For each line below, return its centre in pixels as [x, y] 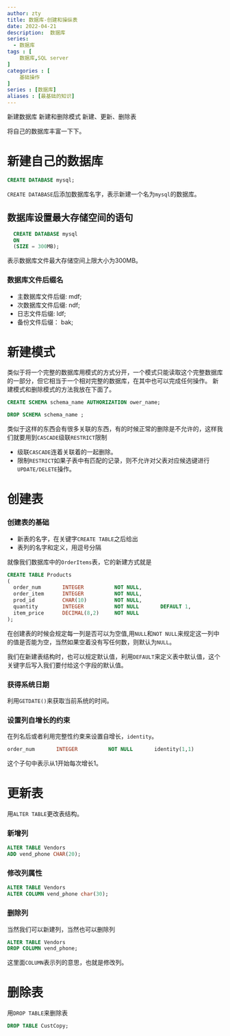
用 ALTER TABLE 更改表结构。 [45, 814]
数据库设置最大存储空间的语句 [70, 218]
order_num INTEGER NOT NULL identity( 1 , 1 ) [101, 750]
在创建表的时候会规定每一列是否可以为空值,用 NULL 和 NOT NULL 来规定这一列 [110, 633]
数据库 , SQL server [44, 58]
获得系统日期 [28, 684]
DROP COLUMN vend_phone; [42, 949]
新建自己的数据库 [55, 161]
